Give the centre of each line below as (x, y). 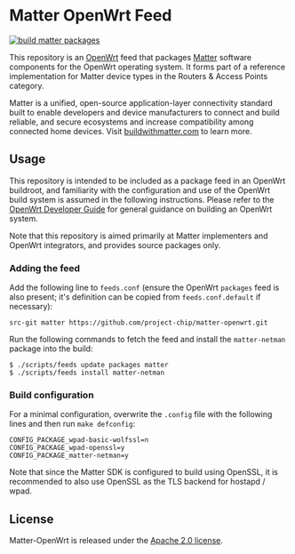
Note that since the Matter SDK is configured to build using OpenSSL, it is (144, 472)
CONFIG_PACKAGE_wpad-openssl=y (67, 448)
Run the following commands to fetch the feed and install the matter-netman (147, 340)
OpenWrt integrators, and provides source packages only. (115, 245)
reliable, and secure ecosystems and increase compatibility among (132, 122)
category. (27, 85)
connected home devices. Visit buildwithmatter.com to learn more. (131, 131)
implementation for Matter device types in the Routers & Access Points (139, 76)
